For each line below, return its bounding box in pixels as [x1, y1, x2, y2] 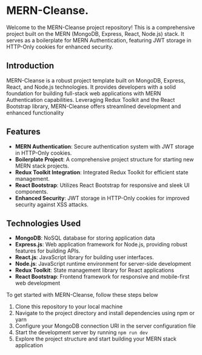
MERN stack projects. [15, 162, 70, 169]
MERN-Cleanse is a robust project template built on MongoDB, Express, [6, 76, 186, 84]
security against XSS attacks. [15, 201, 89, 208]
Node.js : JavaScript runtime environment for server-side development [15, 260, 191, 268]
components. [15, 188, 49, 195]
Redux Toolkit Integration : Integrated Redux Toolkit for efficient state [15, 168, 189, 176]
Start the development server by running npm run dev [15, 329, 149, 336]
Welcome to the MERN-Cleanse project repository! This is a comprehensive [6, 24, 195, 31]
